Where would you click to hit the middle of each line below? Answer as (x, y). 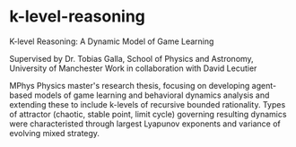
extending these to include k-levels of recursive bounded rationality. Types (148, 104)
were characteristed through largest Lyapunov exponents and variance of (145, 124)
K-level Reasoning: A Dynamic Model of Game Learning (112, 41)
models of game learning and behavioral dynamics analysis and (152, 95)
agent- (264, 85)
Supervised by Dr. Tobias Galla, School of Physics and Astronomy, (131, 58)
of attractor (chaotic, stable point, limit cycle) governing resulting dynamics (148, 114)
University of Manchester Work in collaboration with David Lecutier (133, 68)
